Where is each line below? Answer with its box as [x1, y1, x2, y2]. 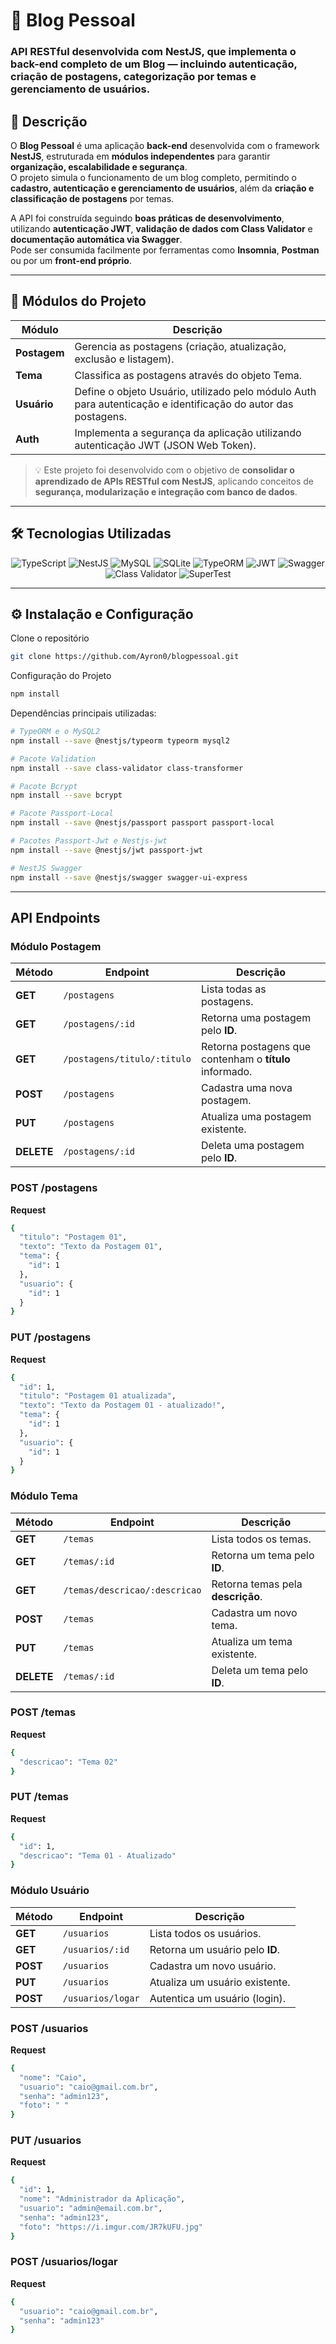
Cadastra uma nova [201, 1081, 293, 1095]
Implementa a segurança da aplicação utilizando [74, 425, 302, 439]
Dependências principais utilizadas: [10, 707, 157, 719]
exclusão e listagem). [74, 352, 175, 366]
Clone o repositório [10, 632, 90, 644]
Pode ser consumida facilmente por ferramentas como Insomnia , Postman [10, 244, 320, 256]
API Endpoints [10, 910, 101, 926]
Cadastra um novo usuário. [149, 1959, 277, 1973]
